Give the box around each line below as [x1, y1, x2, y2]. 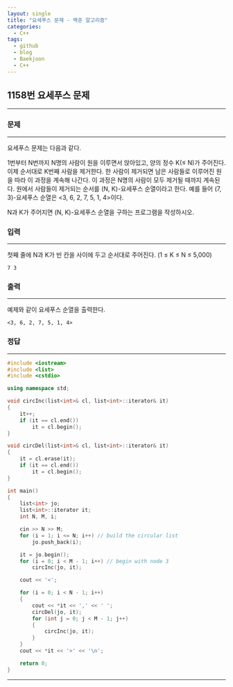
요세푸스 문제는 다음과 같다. [7, 143, 82, 152]
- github [13, 42, 39, 49]
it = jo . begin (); [19, 551, 70, 558]
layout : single [7, 10, 51, 17]
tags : [7, 36, 23, 43]
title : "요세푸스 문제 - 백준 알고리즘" [7, 17, 108, 24]
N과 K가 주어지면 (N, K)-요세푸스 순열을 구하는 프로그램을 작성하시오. [7, 208, 195, 216]
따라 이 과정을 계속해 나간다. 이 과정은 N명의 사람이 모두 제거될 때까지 [14, 175, 202, 184]
